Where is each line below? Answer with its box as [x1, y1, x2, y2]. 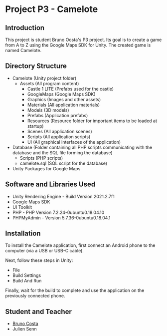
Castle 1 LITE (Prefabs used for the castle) [27, 86, 114, 92]
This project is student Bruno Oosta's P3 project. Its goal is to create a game [5, 37, 162, 43]
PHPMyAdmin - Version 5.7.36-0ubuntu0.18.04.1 [12, 214, 111, 221]
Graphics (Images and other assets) [27, 96, 101, 102]
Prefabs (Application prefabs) [27, 112, 88, 118]
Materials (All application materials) [27, 102, 100, 108]
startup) [27, 123, 44, 129]
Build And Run [12, 278, 42, 284]
